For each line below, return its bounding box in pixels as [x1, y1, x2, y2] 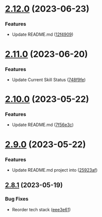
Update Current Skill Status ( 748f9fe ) [12, 76, 86, 83]
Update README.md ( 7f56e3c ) [12, 122, 74, 128]
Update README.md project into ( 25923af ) [12, 167, 98, 173]
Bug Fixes [5, 196, 29, 203]
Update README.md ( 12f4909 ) [12, 31, 74, 37]
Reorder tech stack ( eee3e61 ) [12, 206, 71, 212]
